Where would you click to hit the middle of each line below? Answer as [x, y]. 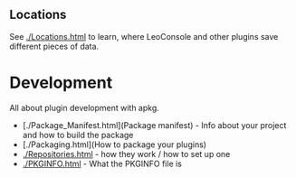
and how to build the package [78, 135]
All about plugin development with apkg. [85, 107]
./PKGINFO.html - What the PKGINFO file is [102, 163]
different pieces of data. [54, 46]
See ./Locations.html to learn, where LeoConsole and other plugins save [144, 36]
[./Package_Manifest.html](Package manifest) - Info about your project [154, 125]
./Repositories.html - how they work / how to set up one [126, 154]
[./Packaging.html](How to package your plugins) [114, 144]
